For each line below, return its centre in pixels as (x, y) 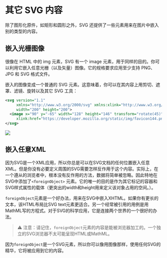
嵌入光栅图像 (25, 49)
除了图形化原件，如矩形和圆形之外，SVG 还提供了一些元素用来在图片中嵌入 (82, 25)
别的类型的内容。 (23, 31)
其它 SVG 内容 (34, 10)
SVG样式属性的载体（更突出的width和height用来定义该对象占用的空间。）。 (81, 187)
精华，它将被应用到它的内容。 (36, 251)
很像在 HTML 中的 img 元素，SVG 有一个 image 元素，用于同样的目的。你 (80, 61)
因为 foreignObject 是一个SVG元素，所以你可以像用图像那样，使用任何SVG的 (83, 244)
